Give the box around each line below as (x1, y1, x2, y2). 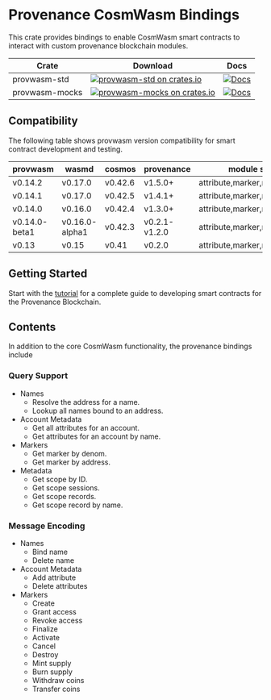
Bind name (31, 547, 69, 556)
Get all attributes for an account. (31, 423, 140, 432)
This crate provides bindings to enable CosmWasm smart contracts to (8, 32, 240, 42)
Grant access (31, 606, 77, 616)
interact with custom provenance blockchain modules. (8, 40, 189, 50)
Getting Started (8, 267, 88, 281)
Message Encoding (8, 520, 85, 531)
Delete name (31, 555, 75, 565)
